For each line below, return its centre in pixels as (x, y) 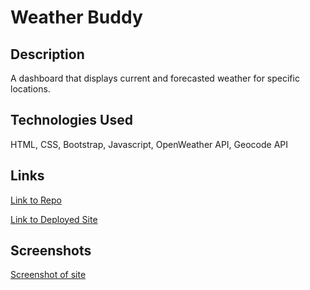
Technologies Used (71, 120)
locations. (30, 89)
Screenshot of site (48, 275)
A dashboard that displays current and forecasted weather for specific (155, 78)
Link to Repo (36, 200)
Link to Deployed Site (54, 219)
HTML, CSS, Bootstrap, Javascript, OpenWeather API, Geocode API (149, 144)
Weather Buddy (76, 17)
